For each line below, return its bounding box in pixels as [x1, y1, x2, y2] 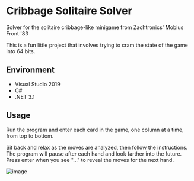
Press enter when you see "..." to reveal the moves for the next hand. [6, 156, 174, 163]
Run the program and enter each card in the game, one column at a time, [6, 126, 184, 133]
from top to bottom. [6, 132, 54, 140]
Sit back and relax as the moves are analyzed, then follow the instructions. [6, 144, 188, 151]
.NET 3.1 [14, 93, 35, 100]
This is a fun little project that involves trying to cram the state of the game [6, 41, 188, 49]
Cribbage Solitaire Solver [6, 4, 132, 18]
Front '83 [6, 30, 28, 37]
